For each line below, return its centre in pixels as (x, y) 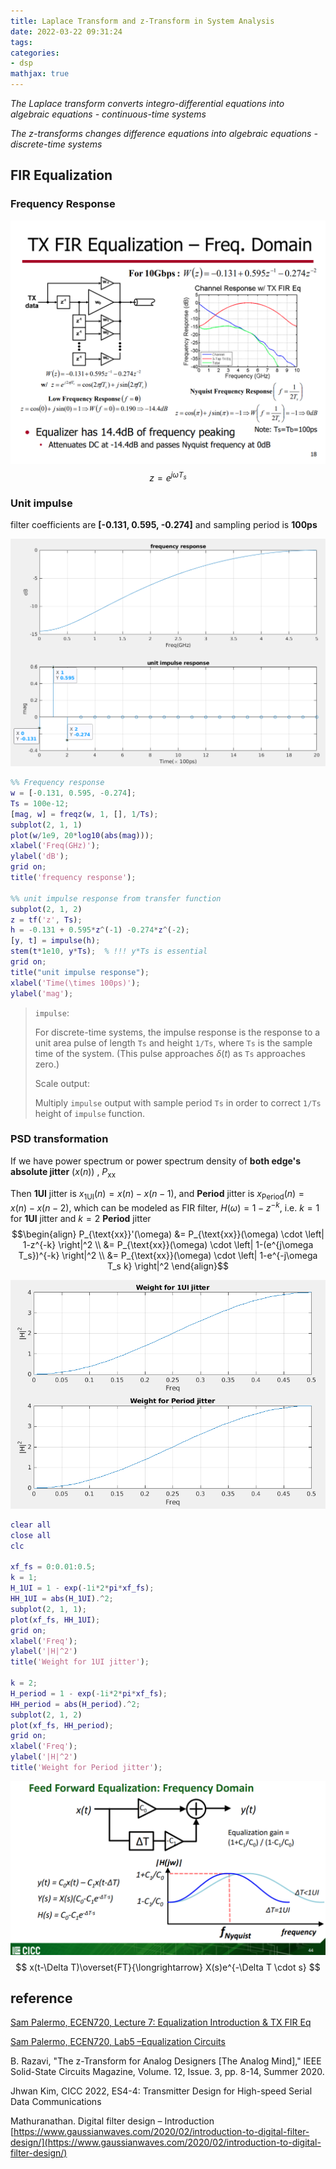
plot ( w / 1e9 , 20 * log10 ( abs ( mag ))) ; (82, 835)
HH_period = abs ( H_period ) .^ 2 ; (75, 1704)
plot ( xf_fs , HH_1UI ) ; (55, 1620)
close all (31, 1535)
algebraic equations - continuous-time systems (108, 114)
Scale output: (62, 1083)
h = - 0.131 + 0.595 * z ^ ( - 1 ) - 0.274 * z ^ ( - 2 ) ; (100, 930)
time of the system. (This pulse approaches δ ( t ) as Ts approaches (170, 1053)
